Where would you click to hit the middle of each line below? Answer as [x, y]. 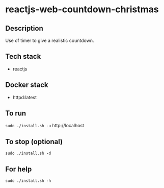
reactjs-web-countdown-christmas [82, 9]
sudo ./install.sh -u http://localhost [45, 126]
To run [16, 113]
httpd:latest [25, 97]
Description [24, 28]
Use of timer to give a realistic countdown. [50, 40]
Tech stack [23, 56]
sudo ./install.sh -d [28, 154]
